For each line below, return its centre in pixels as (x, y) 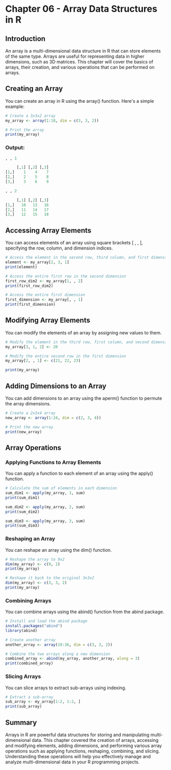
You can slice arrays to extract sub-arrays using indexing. (66, 688)
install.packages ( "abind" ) (34, 626)
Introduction (25, 39)
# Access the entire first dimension (45, 295)
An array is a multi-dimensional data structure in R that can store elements (83, 51)
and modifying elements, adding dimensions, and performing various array (83, 745)
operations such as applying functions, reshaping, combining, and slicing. (83, 751)
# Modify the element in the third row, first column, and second (77, 342)
